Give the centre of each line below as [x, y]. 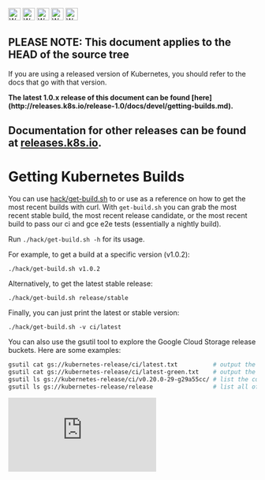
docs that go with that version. [58, 82]
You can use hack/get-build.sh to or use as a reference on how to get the [127, 199]
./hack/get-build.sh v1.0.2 [54, 269]
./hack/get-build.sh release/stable [68, 298]
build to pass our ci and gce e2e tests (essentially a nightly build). [115, 224]
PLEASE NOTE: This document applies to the [119, 42]
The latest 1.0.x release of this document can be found [99, 97]
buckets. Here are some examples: [65, 351]
